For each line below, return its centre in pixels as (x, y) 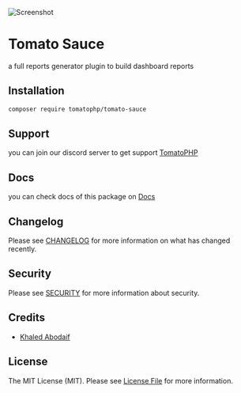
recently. (23, 249)
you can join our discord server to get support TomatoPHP (103, 153)
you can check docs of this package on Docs (82, 197)
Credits (27, 317)
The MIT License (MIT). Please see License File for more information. (120, 380)
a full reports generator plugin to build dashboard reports (101, 66)
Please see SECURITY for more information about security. (104, 293)
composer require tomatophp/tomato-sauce (77, 109)
